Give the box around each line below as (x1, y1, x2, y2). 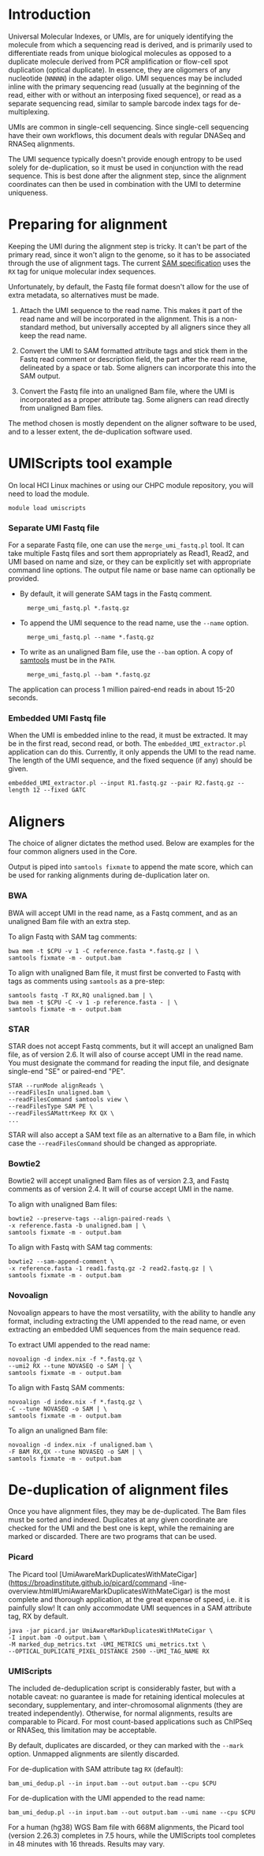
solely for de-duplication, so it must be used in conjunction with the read (8, 162, 244, 172)
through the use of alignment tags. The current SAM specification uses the (8, 258, 251, 267)
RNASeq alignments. (8, 139, 75, 148)
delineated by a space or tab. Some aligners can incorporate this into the (19, 363, 256, 372)
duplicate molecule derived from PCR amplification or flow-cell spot (8, 57, 229, 66)
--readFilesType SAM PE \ (8, 1102, 93, 1110)
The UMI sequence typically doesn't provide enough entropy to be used (8, 154, 242, 163)
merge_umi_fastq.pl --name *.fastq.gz (27, 633, 154, 642)
